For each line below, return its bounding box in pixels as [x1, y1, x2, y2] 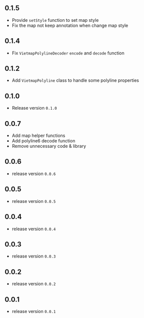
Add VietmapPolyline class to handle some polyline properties [11, 77, 140, 83]
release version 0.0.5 [11, 198, 56, 204]
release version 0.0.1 [11, 308, 56, 314]
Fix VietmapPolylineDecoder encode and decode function [11, 50, 125, 56]
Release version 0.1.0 [11, 105, 58, 111]
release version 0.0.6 [11, 171, 56, 177]
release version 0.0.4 [11, 226, 56, 232]
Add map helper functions [11, 132, 66, 138]
